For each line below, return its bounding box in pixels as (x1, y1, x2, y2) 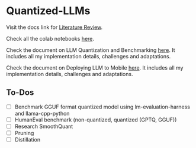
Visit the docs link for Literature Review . (6, 24, 103, 31)
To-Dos (6, 87, 34, 98)
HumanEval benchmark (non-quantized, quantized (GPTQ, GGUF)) (14, 116, 177, 123)
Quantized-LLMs (6, 4, 91, 18)
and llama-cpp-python (14, 110, 70, 117)
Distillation (14, 136, 40, 143)
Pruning (14, 129, 34, 136)
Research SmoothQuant (14, 123, 73, 130)
